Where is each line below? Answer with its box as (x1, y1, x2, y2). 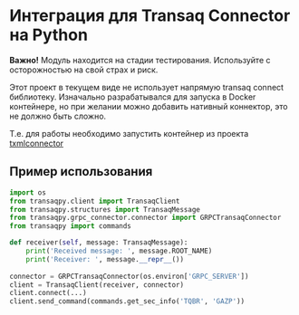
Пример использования (9, 164, 153, 179)
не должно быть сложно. (9, 110, 107, 121)
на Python (9, 24, 89, 45)
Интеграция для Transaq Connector (9, 5, 291, 26)
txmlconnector (9, 138, 64, 148)
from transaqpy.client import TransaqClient (9, 196, 180, 205)
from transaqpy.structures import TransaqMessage (9, 205, 201, 214)
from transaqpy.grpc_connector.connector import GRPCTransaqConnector (9, 214, 282, 223)
